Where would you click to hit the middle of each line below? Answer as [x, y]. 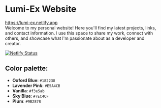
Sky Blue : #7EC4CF [31, 96]
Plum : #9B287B [27, 101]
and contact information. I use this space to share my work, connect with [79, 33]
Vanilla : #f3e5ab [28, 91]
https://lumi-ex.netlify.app [32, 23]
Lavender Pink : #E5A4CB [36, 85]
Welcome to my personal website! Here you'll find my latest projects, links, [80, 27]
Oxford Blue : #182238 [34, 80]
